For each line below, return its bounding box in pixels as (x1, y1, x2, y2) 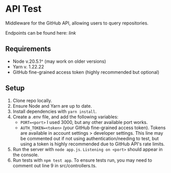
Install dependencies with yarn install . (12, 108, 97, 114)
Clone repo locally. (12, 97, 53, 104)
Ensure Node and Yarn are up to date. (12, 103, 92, 109)
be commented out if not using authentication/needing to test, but (20, 135, 159, 141)
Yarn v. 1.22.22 (12, 63, 44, 69)
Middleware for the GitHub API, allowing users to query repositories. (5, 20, 149, 26)
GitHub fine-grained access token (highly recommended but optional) (12, 69, 160, 75)
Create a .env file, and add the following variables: (12, 113, 118, 120)
